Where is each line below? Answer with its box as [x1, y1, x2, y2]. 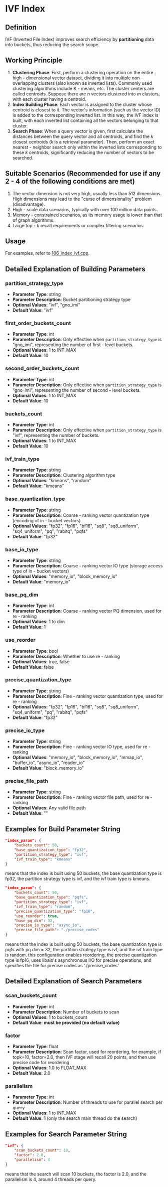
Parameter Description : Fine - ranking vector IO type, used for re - [12, 744, 151, 750]
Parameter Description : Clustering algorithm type [12, 472, 116, 478]
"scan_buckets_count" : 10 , [14, 1148, 70, 1153]
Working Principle [5, 56, 62, 65]
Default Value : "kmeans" [12, 483, 64, 489]
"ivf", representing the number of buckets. [12, 432, 100, 438]
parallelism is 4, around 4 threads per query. [5, 1176, 96, 1182]
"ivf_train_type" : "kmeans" [14, 856, 72, 862]
